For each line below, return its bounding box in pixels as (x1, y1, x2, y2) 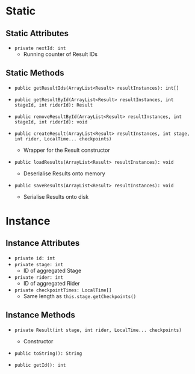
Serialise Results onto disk (23, 193, 89, 200)
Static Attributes (5, 28, 69, 39)
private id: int (14, 255, 55, 261)
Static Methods (5, 68, 64, 78)
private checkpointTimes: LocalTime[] (14, 287, 112, 293)
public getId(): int (14, 362, 66, 368)
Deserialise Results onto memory (23, 170, 106, 177)
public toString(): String (14, 351, 82, 357)
